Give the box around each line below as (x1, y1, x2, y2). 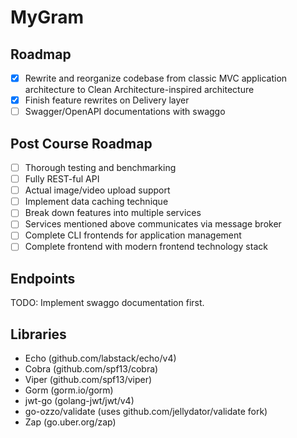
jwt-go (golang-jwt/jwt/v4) (24, 395, 135, 407)
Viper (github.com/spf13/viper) (24, 374, 153, 386)
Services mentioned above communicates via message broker (24, 218, 282, 230)
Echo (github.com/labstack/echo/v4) (24, 352, 177, 365)
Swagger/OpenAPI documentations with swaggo (24, 106, 226, 118)
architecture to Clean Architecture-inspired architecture (24, 84, 255, 96)
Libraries (10, 326, 67, 343)
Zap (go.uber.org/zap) (24, 416, 117, 428)
